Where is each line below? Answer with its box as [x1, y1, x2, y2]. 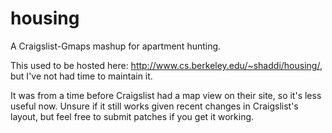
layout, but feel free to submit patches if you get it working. [10, 110, 255, 122]
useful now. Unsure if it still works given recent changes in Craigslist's [10, 100, 299, 112]
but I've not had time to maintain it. [10, 70, 153, 82]
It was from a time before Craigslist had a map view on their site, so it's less [10, 89, 322, 101]
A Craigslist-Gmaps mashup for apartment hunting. [10, 40, 222, 52]
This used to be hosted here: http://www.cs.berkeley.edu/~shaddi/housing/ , [10, 59, 323, 71]
